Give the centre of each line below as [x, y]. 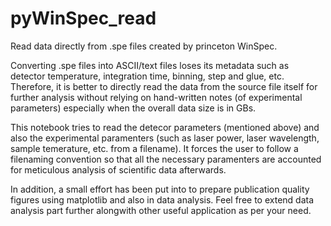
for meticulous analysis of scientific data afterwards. [118, 169]
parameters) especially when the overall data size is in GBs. [133, 108]
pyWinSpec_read [83, 18]
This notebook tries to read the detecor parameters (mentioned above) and [165, 127]
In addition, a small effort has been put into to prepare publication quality [160, 189]
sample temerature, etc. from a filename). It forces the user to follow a [154, 148]
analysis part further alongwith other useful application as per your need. [161, 210]
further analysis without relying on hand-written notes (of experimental [156, 97]
